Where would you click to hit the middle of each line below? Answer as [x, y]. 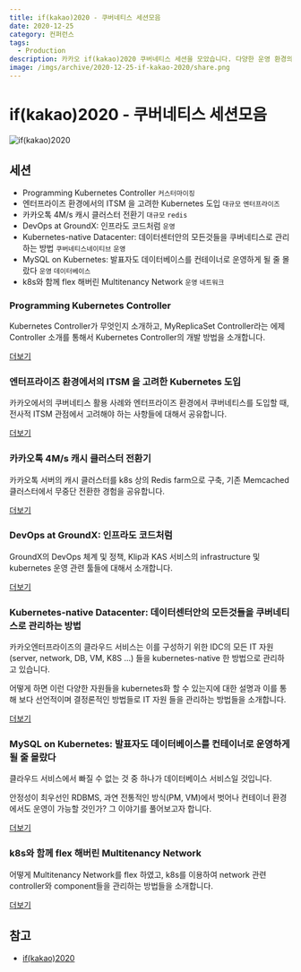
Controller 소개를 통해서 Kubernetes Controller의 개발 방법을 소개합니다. [138, 337]
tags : [19, 43]
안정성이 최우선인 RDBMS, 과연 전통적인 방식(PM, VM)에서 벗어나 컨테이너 [140, 797]
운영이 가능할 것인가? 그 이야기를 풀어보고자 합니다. [122, 809]
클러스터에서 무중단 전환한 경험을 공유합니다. [87, 491]
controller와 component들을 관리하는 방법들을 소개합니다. [111, 886]
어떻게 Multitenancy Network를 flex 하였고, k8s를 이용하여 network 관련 [138, 874]
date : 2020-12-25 [42, 26]
